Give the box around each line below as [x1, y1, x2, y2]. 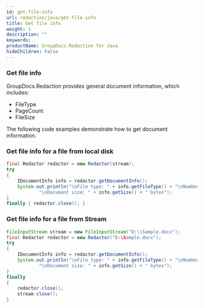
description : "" [6, 32, 47, 38]
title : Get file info [6, 20, 61, 26]
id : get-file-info [6, 9, 53, 15]
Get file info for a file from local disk [6, 147, 114, 155]
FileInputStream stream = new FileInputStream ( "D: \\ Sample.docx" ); [6, 229, 181, 235]
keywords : [6, 37, 32, 43]
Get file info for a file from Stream [6, 215, 107, 223]
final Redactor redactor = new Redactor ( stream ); [6, 161, 135, 167]
